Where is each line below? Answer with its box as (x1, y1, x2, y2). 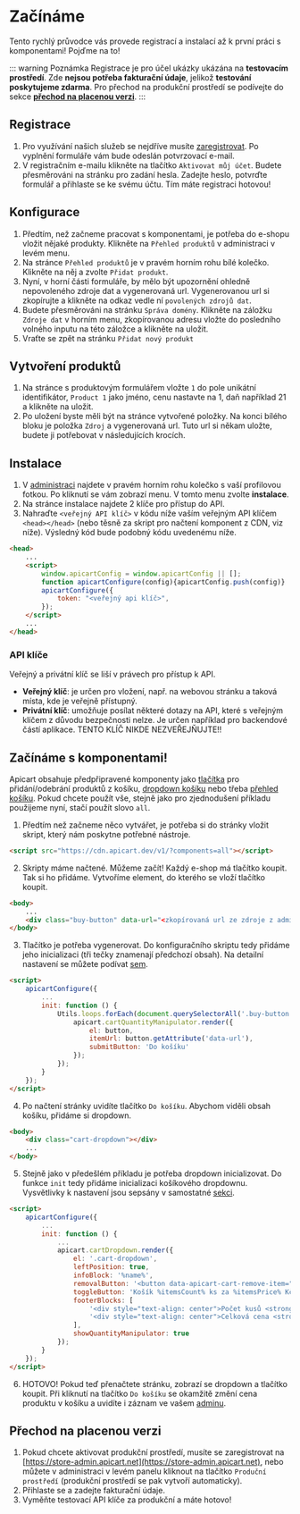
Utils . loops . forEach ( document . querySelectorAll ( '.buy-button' (56, 1009, 294, 1018)
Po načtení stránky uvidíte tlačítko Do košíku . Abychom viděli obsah (21, 1100, 271, 1111)
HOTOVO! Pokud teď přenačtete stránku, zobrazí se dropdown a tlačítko (21, 1378, 288, 1389)
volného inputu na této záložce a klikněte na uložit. (21, 324, 209, 334)
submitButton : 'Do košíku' (88, 1043, 190, 1052)
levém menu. (21, 248, 71, 258)
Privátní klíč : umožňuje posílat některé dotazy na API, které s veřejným (21, 705, 284, 716)
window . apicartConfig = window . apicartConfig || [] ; (41, 569, 242, 578)
